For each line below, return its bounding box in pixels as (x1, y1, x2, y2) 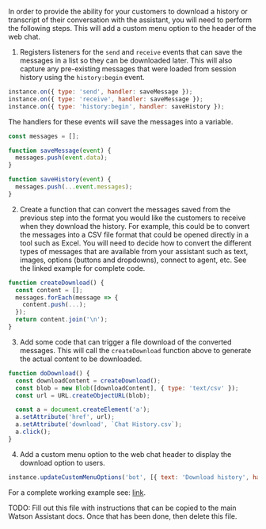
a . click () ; (15, 428, 51, 436)
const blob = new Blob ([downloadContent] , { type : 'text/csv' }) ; (15, 384, 239, 392)
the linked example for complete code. (19, 263, 146, 272)
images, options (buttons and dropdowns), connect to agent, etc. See (19, 255, 247, 264)
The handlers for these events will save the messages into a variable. (8, 116, 234, 126)
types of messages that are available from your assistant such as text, (19, 246, 249, 256)
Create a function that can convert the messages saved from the (19, 204, 231, 214)
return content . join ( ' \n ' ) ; (15, 316, 108, 324)
